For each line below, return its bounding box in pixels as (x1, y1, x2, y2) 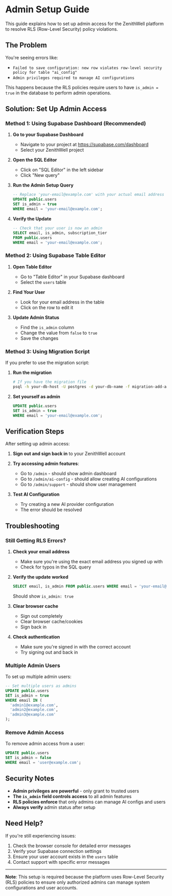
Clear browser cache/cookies (20, 618, 83, 624)
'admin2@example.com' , (10, 707, 58, 712)
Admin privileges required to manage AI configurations (12, 75, 135, 80)
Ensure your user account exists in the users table (12, 853, 119, 860)
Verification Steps (5, 427, 64, 436)
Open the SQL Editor (12, 157, 57, 163)
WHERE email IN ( (5, 698, 42, 703)
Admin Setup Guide (5, 4, 90, 15)
